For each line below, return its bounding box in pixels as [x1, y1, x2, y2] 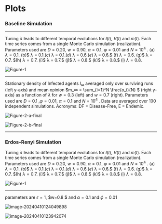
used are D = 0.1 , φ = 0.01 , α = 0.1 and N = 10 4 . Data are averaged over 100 [5, 97, 156, 104]
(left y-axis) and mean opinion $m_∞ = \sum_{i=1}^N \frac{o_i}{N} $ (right [5, 87, 152, 93]
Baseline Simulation [5, 20, 53, 27]
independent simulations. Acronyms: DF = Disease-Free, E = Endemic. [5, 103, 145, 109]
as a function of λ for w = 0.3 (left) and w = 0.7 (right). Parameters [15, 92, 148, 97]
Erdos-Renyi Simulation [5, 139, 62, 145]
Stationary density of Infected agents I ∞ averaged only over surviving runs [5, 80, 153, 87]
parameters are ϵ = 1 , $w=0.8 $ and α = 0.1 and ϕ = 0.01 [5, 194, 117, 200]
